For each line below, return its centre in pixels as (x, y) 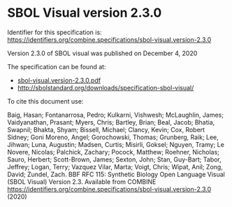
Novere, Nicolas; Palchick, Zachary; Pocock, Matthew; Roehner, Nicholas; (114, 152)
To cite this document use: (45, 101)
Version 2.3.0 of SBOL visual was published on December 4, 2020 (102, 53)
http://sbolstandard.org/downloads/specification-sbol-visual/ (106, 87)
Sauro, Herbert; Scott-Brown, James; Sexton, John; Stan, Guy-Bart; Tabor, (114, 159)
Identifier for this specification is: (55, 32)
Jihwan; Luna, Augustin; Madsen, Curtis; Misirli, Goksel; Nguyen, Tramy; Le (116, 144)
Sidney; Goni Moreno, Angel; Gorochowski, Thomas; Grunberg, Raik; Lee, (113, 137)
